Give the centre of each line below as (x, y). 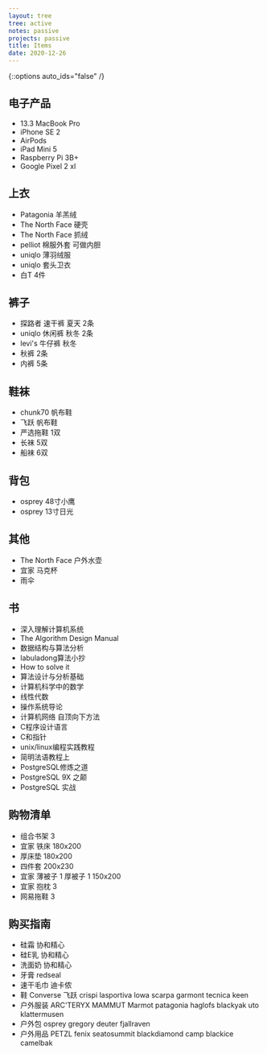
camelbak (36, 1043)
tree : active (30, 23)
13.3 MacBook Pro (50, 123)
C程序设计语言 (44, 726)
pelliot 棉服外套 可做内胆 (60, 244)
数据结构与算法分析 (52, 647)
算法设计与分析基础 (52, 676)
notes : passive (34, 31)
